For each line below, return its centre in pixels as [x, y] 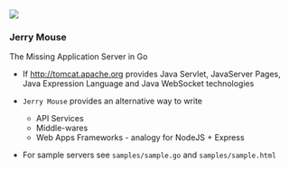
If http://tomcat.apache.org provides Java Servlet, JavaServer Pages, [152, 74]
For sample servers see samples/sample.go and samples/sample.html [149, 155]
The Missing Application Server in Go [79, 57]
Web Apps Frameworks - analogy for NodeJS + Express [140, 138]
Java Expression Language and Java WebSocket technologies [138, 84]
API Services [60, 119]
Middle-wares [62, 128]
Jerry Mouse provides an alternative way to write [112, 101]
